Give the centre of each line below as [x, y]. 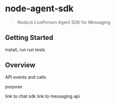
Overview [20, 65]
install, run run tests [25, 49]
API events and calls [26, 77]
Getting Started [29, 38]
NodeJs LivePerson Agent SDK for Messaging [64, 22]
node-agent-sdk [39, 9]
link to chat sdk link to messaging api [43, 96]
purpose [14, 86]
